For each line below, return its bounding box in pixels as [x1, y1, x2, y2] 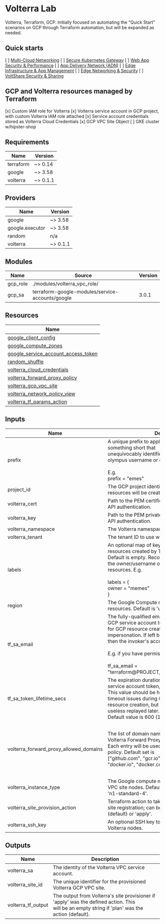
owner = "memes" [108, 585, 150, 592]
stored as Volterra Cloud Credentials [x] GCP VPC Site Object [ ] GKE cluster [5, 118, 160, 124]
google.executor [7, 225, 46, 232]
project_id [7, 486, 31, 493]
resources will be [108, 489, 147, 496]
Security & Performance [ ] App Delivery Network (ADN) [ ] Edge [5, 62, 136, 68]
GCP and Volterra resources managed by [5, 87, 133, 96]
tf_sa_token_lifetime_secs [7, 695, 66, 702]
